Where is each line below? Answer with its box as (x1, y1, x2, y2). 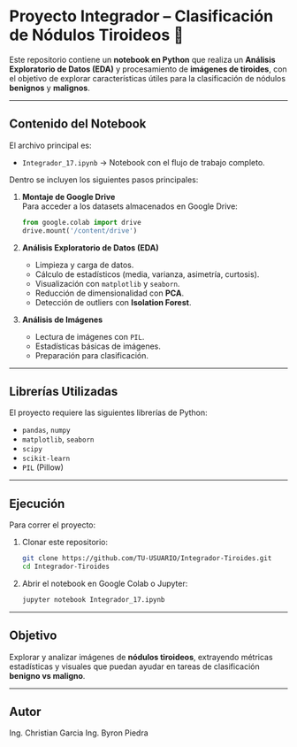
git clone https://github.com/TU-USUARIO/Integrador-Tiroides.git (21, 554, 272, 563)
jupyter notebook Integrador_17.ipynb (21, 595, 165, 604)
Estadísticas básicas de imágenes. (34, 341, 162, 351)
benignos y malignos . (9, 82, 90, 93)
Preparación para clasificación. (34, 350, 148, 360)
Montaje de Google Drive (21, 191, 116, 202)
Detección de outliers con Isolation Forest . (34, 296, 192, 307)
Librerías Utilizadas (9, 383, 118, 399)
